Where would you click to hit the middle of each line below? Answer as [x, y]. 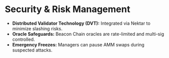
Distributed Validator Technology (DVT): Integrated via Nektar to [81, 23]
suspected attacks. [32, 50]
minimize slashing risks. [37, 28]
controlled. [23, 39]
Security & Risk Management [68, 9]
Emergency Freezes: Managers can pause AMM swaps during [78, 44]
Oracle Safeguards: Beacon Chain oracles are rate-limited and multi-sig [88, 34]
